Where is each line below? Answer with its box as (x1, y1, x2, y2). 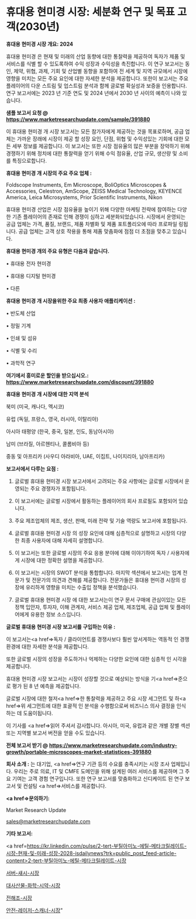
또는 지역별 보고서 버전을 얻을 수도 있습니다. (6, 729, 106, 736)
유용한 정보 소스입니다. (30, 611, 82, 618)
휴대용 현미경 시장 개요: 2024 (6, 40, 74, 47)
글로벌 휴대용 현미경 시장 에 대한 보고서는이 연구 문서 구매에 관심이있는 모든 (14, 596, 187, 603)
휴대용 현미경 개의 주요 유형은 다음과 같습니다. (6, 247, 110, 255)
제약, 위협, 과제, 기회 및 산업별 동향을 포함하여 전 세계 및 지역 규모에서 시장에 (13, 67, 188, 74)
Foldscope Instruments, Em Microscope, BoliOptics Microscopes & (6, 181, 167, 188)
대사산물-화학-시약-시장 (6, 882, 61, 889)
